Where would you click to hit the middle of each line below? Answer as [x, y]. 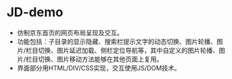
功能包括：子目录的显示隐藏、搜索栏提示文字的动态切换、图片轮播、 [117, 41]
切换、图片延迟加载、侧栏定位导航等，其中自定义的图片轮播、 [128, 50]
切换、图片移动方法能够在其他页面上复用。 [100, 59]
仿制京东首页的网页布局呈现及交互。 [70, 32]
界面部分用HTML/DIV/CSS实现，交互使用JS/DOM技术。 [99, 68]
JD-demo [35, 12]
